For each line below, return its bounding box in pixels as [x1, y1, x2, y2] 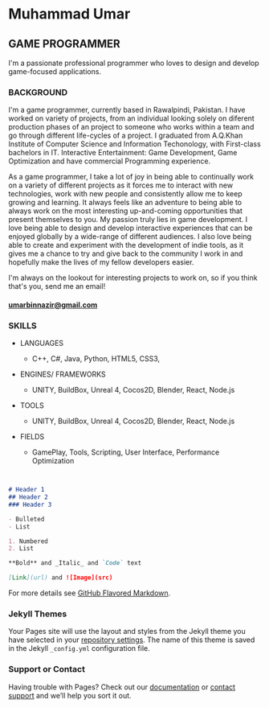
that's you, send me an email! [8, 282, 106, 291]
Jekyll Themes [8, 608, 67, 619]
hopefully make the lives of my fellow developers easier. [8, 257, 194, 267]
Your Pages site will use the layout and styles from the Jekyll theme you [8, 627, 247, 636]
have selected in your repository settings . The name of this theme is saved [8, 635, 255, 644]
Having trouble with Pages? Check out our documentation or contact [8, 681, 235, 692]
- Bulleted [8, 515, 45, 523]
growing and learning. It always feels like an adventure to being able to [8, 198, 243, 208]
